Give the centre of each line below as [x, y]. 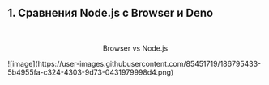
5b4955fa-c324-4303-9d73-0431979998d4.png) [91, 72]
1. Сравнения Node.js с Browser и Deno [111, 13]
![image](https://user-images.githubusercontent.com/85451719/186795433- [134, 63]
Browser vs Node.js [135, 48]
